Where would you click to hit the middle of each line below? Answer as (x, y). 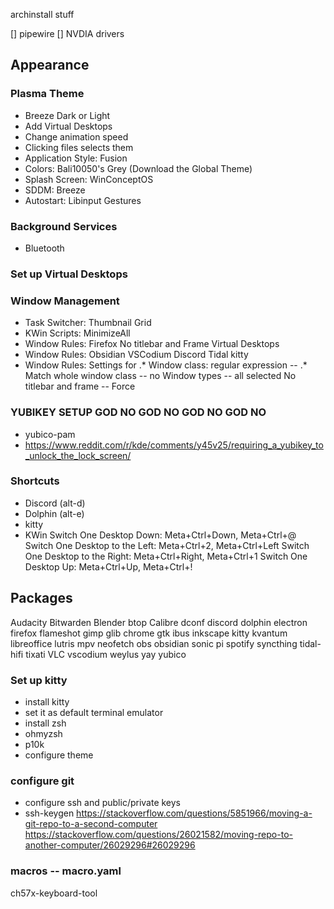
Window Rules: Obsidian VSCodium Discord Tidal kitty (136, 355)
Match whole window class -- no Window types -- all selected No (160, 376)
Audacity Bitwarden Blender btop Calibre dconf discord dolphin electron (159, 622)
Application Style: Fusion (76, 158)
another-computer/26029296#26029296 (110, 845)
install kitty (47, 701)
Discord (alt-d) (55, 503)
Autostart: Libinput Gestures (83, 200)
